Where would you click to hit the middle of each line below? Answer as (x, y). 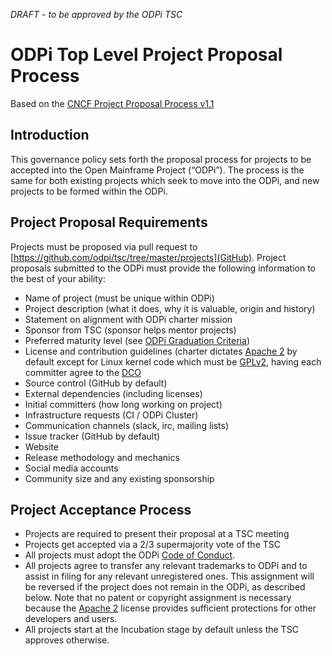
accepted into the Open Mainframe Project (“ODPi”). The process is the (157, 170)
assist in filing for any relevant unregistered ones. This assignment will (169, 576)
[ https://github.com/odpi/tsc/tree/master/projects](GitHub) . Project (148, 257)
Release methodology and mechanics (102, 457)
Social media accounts (71, 468)
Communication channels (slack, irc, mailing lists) (127, 425)
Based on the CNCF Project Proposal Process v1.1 (112, 103)
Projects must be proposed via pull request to (104, 246)
